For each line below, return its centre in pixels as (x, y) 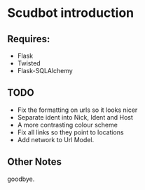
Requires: (29, 39)
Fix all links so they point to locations (70, 132)
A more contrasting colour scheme (67, 125)
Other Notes (34, 162)
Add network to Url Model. (56, 139)
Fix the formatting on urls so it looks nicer (77, 110)
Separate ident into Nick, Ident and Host (75, 117)
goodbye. (21, 179)
